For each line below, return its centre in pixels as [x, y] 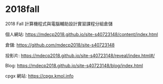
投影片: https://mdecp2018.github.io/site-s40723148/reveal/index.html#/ [80, 55]
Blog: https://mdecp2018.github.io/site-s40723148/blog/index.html [74, 65]
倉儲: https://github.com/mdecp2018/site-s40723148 [60, 45]
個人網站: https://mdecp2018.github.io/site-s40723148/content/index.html [81, 34]
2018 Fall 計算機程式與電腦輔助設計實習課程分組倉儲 [59, 23]
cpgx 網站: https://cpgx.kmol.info [39, 75]
